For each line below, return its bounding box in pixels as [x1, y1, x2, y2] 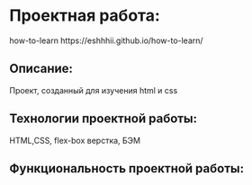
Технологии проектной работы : [9, 111, 198, 127]
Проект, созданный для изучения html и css [9, 84, 178, 95]
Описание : [9, 61, 74, 76]
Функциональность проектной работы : [9, 161, 245, 176]
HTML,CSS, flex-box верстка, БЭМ [9, 135, 141, 145]
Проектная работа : [9, 5, 160, 26]
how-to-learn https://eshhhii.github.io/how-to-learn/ [9, 35, 204, 46]
